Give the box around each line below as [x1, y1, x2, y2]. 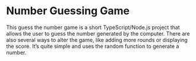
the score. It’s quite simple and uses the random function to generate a [6, 43, 179, 50]
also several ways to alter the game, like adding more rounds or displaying [6, 36, 188, 43]
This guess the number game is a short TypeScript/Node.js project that [6, 24, 180, 31]
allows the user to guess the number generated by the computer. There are [6, 30, 190, 37]
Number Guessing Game [6, 4, 130, 18]
